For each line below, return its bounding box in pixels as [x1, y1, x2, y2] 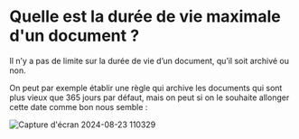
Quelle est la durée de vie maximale [9, 6, 282, 27]
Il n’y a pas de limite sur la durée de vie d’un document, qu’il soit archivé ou [9, 55, 290, 66]
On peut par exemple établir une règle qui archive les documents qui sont [9, 82, 283, 93]
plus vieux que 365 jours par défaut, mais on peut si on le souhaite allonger [9, 92, 290, 103]
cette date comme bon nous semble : [9, 101, 148, 112]
